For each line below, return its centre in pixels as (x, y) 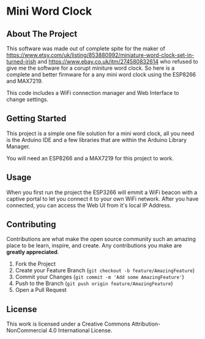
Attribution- (146, 324)
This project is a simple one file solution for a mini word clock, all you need (100, 133)
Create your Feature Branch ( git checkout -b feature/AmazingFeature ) (105, 270)
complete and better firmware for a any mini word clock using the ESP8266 (101, 74)
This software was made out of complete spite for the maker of (86, 48)
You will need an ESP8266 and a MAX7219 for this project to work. (90, 158)
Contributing (31, 225)
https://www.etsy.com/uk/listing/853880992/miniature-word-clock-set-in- (100, 55)
